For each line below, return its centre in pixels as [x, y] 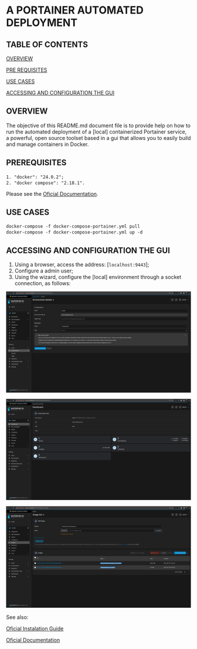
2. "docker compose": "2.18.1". [45, 183]
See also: [17, 617]
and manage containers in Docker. [47, 144]
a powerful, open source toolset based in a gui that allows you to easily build [98, 138]
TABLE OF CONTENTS [47, 44]
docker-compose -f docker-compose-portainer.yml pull [73, 227]
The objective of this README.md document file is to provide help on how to [98, 125]
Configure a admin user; [44, 271]
